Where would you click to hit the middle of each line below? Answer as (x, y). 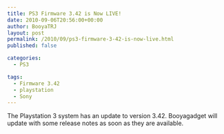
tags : (15, 77)
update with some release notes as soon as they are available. (95, 123)
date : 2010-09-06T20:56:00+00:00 (55, 20)
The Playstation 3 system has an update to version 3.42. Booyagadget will (112, 116)
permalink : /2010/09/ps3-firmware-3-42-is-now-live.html (91, 39)
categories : (24, 58)
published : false (32, 46)
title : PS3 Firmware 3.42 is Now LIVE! (64, 13)
